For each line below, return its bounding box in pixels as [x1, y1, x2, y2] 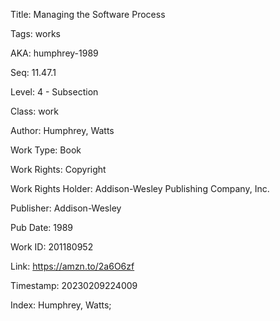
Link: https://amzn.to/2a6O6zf [10, 260, 135, 272]
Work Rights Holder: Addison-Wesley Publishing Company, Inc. [10, 183, 270, 194]
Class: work [10, 105, 59, 117]
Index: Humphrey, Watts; [10, 299, 112, 311]
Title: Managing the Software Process [10, 9, 166, 20]
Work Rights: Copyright [10, 164, 107, 175]
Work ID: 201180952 [10, 241, 94, 253]
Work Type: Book [10, 144, 82, 156]
